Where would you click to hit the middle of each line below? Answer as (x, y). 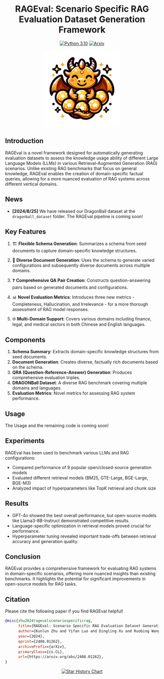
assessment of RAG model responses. (51, 310)
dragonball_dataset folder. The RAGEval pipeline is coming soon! (77, 216)
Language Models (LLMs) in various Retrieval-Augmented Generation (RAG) (81, 163)
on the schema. (28, 367)
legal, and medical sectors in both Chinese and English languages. (79, 324)
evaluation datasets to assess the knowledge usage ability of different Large (82, 158)
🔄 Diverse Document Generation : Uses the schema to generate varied (83, 260)
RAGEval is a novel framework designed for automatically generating (74, 153)
